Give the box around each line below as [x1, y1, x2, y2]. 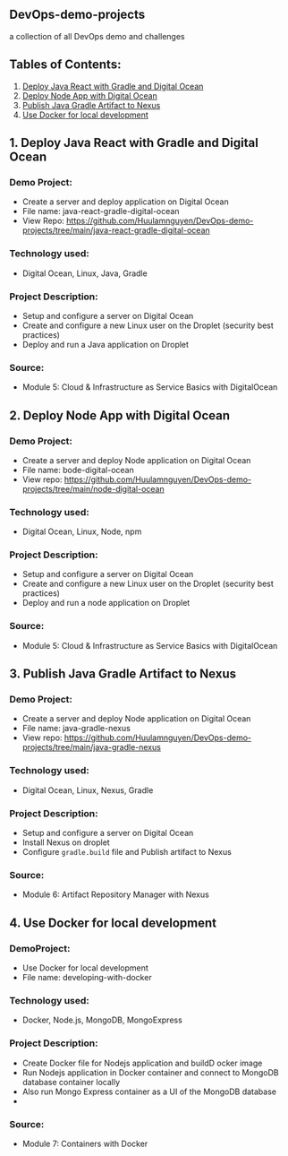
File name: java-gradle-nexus [21, 723, 131, 734]
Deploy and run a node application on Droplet [21, 598, 191, 608]
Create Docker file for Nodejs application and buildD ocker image [21, 1057, 263, 1068]
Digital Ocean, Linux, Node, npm [21, 526, 142, 537]
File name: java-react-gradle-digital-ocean [21, 206, 180, 217]
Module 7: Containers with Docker [21, 1138, 148, 1149]
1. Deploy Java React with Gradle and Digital [9, 135, 259, 151]
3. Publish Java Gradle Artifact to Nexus [9, 667, 237, 682]
